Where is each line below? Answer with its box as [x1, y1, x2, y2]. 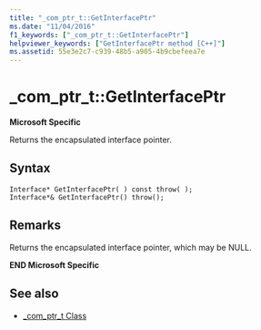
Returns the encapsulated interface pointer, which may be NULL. [9, 242, 252, 253]
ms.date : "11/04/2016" [9, 22, 95, 31]
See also [9, 286, 59, 302]
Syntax [9, 160, 51, 176]
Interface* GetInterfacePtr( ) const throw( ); [9, 184, 194, 194]
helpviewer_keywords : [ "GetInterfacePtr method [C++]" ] [9, 38, 226, 48]
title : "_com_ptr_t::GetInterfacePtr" [9, 13, 156, 23]
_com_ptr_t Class [22, 310, 87, 321]
